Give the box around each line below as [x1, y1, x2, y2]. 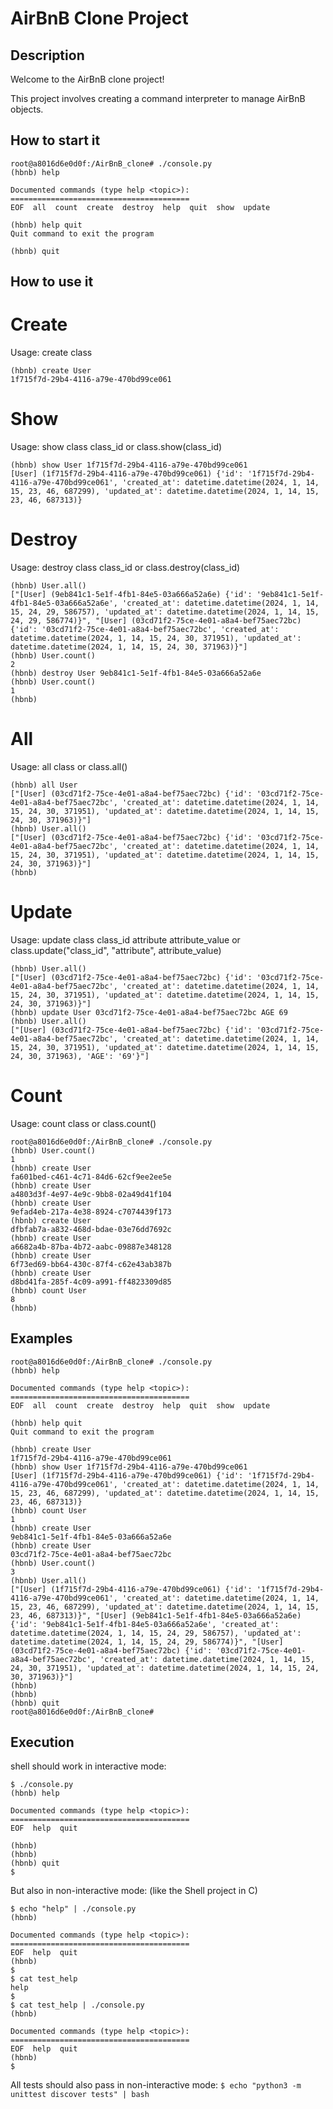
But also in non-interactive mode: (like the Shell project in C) [10, 1885, 258, 1897]
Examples [10, 1330, 73, 1347]
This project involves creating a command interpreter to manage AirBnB [10, 93, 306, 104]
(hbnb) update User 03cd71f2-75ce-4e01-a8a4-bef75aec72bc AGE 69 [10, 1007, 288, 1017]
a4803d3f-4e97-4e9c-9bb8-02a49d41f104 [10, 1189, 172, 1199]
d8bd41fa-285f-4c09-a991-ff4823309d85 [10, 1277, 172, 1287]
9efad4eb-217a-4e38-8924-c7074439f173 [10, 1207, 172, 1217]
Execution [10, 1734, 75, 1751]
